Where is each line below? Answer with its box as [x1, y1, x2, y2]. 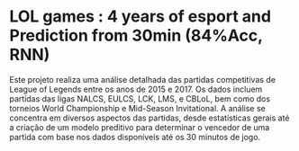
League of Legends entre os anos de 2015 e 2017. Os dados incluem [9, 84, 263, 94]
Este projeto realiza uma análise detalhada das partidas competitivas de [9, 74, 276, 84]
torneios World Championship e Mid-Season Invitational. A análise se [9, 102, 266, 113]
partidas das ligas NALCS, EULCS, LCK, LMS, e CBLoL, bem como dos [9, 93, 271, 104]
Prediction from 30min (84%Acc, [9, 25, 263, 46]
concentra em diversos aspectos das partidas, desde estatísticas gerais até [9, 112, 290, 123]
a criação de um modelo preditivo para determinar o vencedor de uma [9, 121, 270, 132]
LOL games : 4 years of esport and [9, 6, 272, 27]
